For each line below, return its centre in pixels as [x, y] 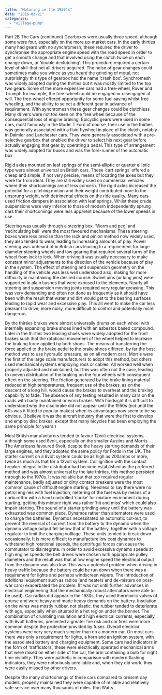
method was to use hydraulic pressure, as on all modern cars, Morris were [79, 354]
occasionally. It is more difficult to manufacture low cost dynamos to [73, 539]
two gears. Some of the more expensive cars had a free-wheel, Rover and [79, 88]
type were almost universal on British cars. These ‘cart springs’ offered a [77, 170]
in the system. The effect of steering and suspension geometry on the [75, 267]
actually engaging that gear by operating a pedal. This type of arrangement [80, 145]
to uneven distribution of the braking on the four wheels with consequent [78, 375]
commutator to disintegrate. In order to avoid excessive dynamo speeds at [79, 549]
